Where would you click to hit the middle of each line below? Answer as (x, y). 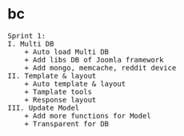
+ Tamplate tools (58, 92)
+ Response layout (60, 100)
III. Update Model (44, 108)
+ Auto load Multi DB (67, 52)
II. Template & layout (52, 76)
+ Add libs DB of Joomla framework (94, 60)
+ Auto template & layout (75, 84)
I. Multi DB (31, 44)
